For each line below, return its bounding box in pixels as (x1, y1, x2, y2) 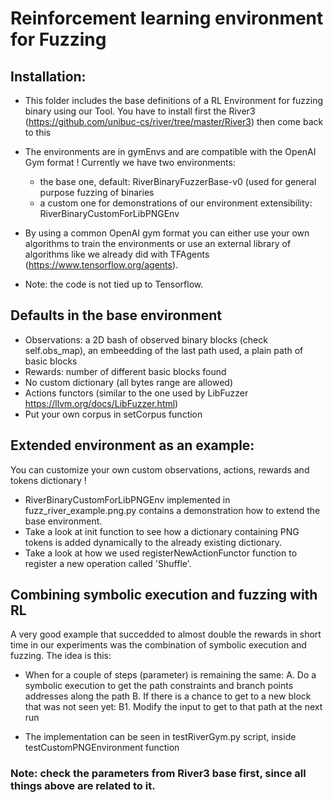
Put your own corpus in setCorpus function (24, 408, 203, 420)
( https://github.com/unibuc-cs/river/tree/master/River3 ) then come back (24, 116, 324, 127)
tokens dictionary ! (10, 474, 87, 486)
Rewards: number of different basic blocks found (24, 365, 227, 377)
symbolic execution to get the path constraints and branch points (24, 680, 294, 692)
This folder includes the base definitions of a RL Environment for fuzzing (24, 95, 324, 106)
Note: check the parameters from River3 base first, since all (10, 767, 307, 781)
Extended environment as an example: (10, 437, 255, 454)
